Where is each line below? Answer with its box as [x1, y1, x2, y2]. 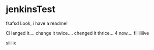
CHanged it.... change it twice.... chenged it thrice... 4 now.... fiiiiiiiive [6, 30, 149, 36]
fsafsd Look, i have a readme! [6, 20, 68, 26]
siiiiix [6, 39, 16, 46]
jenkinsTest [6, 4, 55, 15]
